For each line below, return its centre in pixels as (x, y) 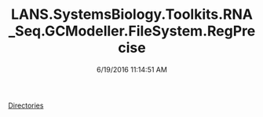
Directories (26, 105)
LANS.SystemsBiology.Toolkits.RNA (132, 15)
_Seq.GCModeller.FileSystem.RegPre (132, 31)
